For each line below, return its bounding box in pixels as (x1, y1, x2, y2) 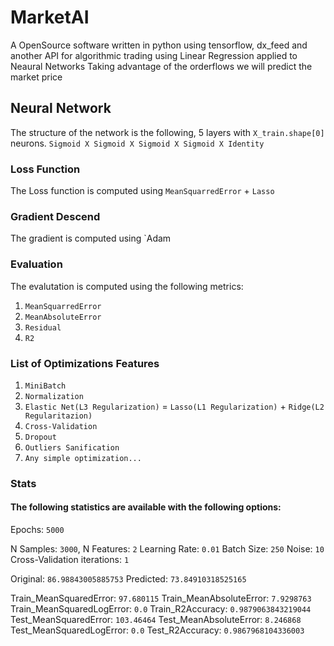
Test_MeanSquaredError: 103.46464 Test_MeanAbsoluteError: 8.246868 (10, 614, 302, 626)
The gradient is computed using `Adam (10, 232, 172, 245)
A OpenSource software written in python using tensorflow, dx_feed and (10, 39, 308, 51)
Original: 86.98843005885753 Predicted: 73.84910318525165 (10, 573, 247, 585)
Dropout (24, 432, 57, 442)
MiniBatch (24, 381, 67, 391)
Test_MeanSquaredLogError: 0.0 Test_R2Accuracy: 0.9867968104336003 (10, 624, 305, 636)
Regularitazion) (24, 411, 93, 421)
